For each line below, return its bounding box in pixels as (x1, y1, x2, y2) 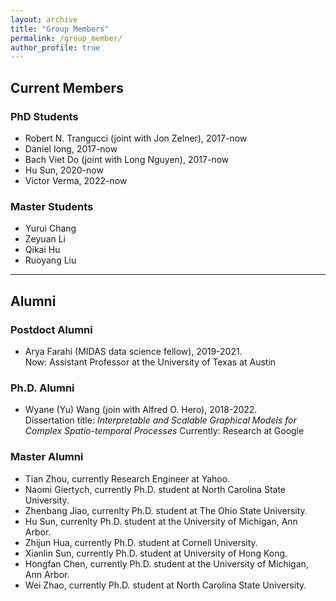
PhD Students (10, 109, 79, 123)
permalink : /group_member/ (10, 33, 123, 43)
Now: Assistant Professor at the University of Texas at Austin (24, 356, 277, 368)
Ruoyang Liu (24, 254, 77, 266)
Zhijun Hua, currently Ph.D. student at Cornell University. (24, 536, 258, 548)
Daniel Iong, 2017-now (24, 142, 118, 155)
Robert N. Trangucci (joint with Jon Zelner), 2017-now (24, 132, 248, 144)
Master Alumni (10, 450, 84, 464)
